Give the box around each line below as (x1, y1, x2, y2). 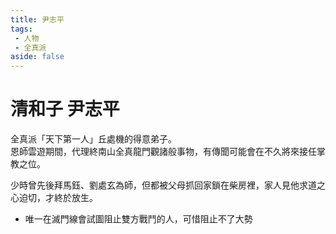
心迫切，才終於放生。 (10, 192, 98, 204)
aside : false (10, 52, 65, 62)
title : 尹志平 (10, 14, 65, 25)
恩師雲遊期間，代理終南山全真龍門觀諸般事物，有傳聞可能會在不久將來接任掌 (10, 146, 326, 158)
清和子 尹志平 (10, 98, 120, 121)
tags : (10, 24, 33, 34)
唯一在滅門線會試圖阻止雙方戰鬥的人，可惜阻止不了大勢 (24, 213, 253, 225)
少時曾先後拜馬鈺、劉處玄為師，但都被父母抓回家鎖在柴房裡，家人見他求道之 (10, 179, 326, 191)
